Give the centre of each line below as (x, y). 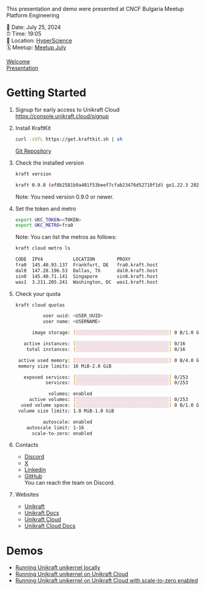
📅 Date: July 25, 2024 (34, 27)
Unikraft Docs (42, 513)
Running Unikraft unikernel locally (58, 567)
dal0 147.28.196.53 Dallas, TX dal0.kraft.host (87, 271)
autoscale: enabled (68, 422)
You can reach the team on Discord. (69, 483)
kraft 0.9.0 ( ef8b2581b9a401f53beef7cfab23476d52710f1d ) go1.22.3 (102, 185)
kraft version (33, 174)
